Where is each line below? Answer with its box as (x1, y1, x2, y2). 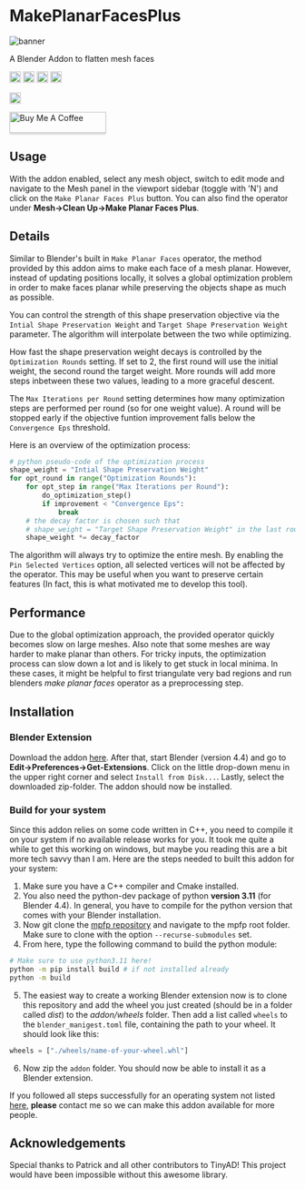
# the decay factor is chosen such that (25, 516, 181, 525)
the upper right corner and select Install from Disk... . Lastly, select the (9, 771, 284, 782)
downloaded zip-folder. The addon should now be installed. (9, 780, 233, 792)
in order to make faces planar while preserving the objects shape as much (9, 281, 287, 292)
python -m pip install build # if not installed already (9, 964, 230, 974)
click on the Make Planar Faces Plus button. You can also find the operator (9, 192, 289, 203)
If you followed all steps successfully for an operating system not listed (9, 1090, 275, 1101)
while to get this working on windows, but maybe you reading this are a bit (9, 844, 288, 855)
